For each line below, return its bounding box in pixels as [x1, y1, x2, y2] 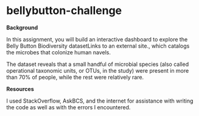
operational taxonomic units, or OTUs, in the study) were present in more [6, 67, 189, 74]
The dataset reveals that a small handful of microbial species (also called [6, 60, 189, 68]
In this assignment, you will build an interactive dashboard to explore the [6, 35, 188, 43]
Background [6, 24, 38, 31]
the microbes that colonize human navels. [6, 48, 111, 56]
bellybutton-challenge [6, 4, 122, 18]
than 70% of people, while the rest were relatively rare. [6, 73, 144, 81]
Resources [6, 85, 35, 92]
